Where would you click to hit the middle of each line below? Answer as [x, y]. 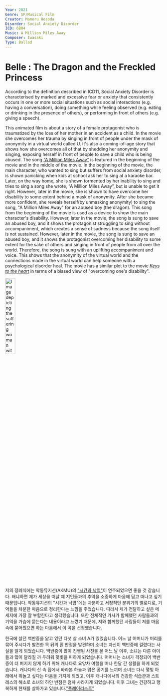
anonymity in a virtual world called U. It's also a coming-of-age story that [80, 143]
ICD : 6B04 [15, 28]
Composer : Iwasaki [24, 38]
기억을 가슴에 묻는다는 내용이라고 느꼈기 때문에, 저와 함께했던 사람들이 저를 [78, 621]
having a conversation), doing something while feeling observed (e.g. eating [83, 107]
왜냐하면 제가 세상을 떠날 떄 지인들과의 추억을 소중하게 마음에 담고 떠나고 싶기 [87, 596]
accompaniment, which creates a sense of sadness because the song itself [83, 228]
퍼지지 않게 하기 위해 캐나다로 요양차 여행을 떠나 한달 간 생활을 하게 [85, 663]
